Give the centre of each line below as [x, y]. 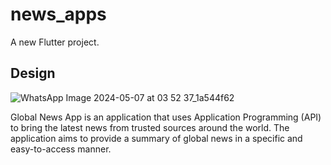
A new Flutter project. [55, 42]
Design [33, 73]
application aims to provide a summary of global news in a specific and [156, 138]
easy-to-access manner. [61, 149]
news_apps [58, 14]
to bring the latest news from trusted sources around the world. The [150, 127]
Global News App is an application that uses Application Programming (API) [166, 117]
